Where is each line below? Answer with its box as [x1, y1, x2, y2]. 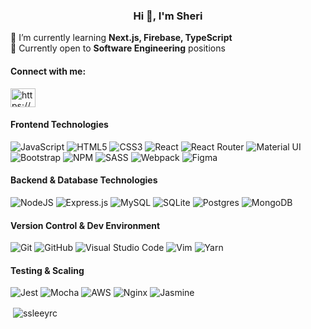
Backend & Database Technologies [10, 174, 158, 186]
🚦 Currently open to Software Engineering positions [10, 42, 226, 54]
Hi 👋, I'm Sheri [133, 9, 203, 23]
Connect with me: [10, 65, 87, 77]
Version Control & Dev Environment [10, 219, 161, 231]
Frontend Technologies [10, 119, 109, 131]
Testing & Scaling [10, 264, 85, 276]
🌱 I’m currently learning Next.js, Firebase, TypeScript [10, 32, 233, 44]
